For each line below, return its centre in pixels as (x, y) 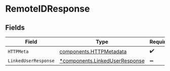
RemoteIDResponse (48, 9)
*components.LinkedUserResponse (102, 61)
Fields (15, 28)
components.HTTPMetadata (93, 51)
